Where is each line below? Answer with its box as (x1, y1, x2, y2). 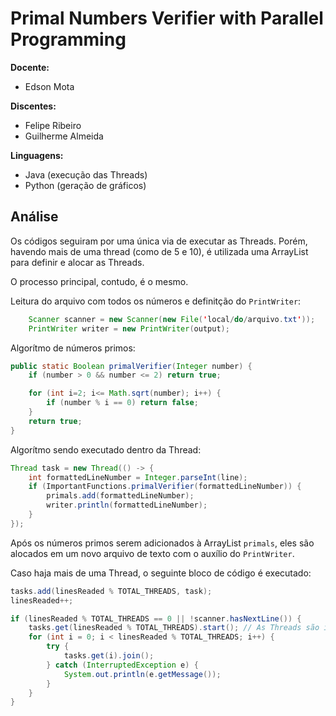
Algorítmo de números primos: (10, 342, 136, 354)
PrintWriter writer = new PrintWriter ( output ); (28, 323, 230, 334)
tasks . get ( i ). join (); (63, 651, 155, 661)
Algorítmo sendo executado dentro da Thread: (10, 443, 202, 456)
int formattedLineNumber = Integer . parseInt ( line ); (28, 472, 248, 482)
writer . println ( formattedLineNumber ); (46, 500, 208, 511)
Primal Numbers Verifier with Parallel (10, 7, 324, 30)
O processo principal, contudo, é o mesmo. (10, 275, 189, 287)
